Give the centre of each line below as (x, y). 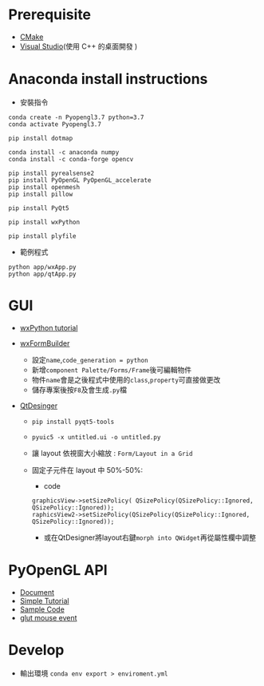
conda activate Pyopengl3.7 (55, 124)
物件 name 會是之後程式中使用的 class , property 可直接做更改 (126, 379)
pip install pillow (41, 194)
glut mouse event (48, 617)
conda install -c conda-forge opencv (71, 159)
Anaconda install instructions (108, 79)
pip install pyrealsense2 (51, 173)
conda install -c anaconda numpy (64, 152)
